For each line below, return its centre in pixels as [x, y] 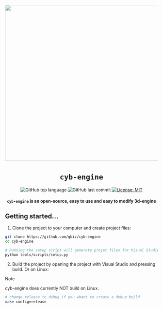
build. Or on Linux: [31, 269]
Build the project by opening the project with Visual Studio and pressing [84, 264]
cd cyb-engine [19, 241]
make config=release [26, 302]
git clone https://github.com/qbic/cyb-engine [53, 237]
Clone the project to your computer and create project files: [71, 228]
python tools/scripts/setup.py [37, 255]
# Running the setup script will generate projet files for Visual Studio [82, 251]
